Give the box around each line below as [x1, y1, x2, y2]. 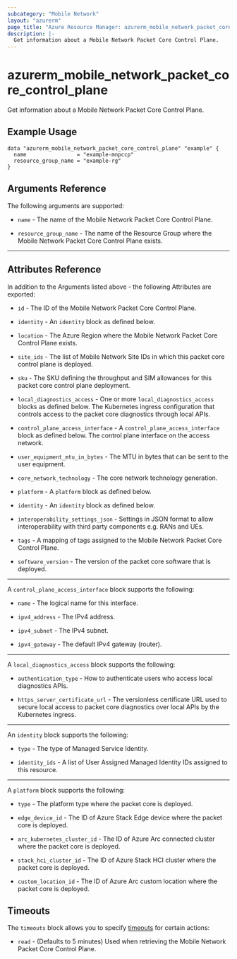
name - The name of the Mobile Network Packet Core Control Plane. [17, 215, 213, 224]
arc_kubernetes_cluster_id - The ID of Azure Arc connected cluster [17, 834, 215, 843]
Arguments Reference [7, 183, 107, 195]
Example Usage [7, 126, 78, 138]
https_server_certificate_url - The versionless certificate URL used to [17, 695, 227, 704]
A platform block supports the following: [7, 786, 126, 794]
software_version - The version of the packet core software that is [17, 557, 211, 565]
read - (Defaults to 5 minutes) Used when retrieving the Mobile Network [17, 937, 226, 946]
